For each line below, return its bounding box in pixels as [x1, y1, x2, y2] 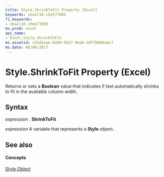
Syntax [5, 103, 28, 111]
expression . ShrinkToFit [5, 116, 56, 122]
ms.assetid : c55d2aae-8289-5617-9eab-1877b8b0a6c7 [5, 40, 114, 45]
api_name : [5, 31, 26, 36]
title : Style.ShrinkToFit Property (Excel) [5, 7, 98, 13]
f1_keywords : [5, 17, 33, 22]
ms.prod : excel [5, 26, 37, 31]
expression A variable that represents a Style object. [5, 126, 114, 132]
